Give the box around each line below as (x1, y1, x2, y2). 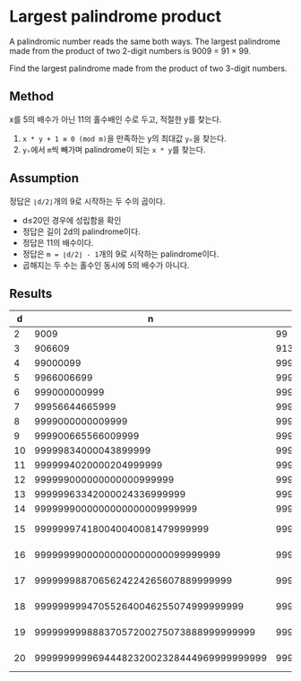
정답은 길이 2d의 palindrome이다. (21, 226, 141, 237)
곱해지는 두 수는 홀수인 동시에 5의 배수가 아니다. (21, 259, 190, 270)
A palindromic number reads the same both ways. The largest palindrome (9, 36, 280, 47)
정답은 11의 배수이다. (21, 237, 94, 248)
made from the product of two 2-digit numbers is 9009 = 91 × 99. (9, 45, 251, 56)
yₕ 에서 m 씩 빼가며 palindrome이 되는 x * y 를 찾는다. (21, 144, 206, 154)
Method (9, 89, 55, 104)
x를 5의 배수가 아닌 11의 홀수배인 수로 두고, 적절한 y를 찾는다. (9, 114, 222, 125)
